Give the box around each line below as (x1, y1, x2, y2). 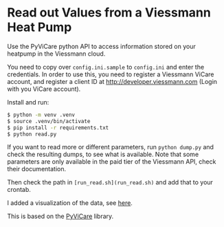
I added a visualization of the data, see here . (7, 199, 133, 207)
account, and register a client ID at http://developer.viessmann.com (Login (7, 77, 218, 85)
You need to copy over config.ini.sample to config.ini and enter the (7, 63, 205, 71)
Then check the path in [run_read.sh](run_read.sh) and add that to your (7, 178, 213, 186)
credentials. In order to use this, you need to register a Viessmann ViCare (7, 70, 214, 78)
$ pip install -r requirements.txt (7, 124, 109, 131)
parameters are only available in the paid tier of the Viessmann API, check (7, 158, 216, 166)
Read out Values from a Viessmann (7, 5, 211, 21)
